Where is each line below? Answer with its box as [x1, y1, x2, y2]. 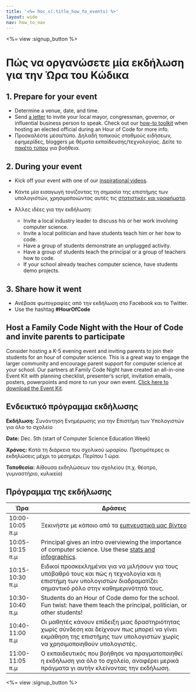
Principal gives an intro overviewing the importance [40, 538, 182, 546]
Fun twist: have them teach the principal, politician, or [40, 601, 187, 609]
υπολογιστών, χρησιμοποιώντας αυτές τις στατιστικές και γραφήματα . [14, 194, 187, 202]
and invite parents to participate [6, 332, 125, 342]
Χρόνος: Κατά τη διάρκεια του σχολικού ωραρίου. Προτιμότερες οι [6, 446, 170, 453]
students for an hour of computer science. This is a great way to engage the [6, 354, 189, 361]
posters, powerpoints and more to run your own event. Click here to [6, 378, 169, 385]
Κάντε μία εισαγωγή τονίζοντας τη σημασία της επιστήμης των [14, 189, 169, 196]
